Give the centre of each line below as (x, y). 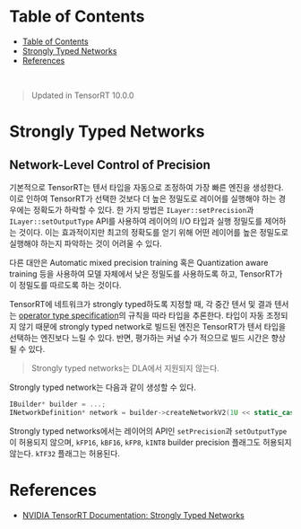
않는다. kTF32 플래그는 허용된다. (65, 453)
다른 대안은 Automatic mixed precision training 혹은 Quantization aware (139, 262)
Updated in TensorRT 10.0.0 (82, 95)
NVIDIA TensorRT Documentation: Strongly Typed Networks (133, 515)
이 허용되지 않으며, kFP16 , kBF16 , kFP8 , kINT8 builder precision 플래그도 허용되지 (150, 442)
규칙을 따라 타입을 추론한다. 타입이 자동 (196, 315)
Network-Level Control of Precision (110, 165)
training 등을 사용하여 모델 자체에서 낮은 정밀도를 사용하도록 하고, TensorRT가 (146, 273)
